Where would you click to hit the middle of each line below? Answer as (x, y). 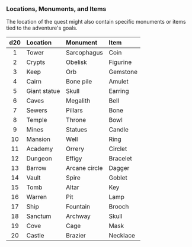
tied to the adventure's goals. (42, 28)
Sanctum (39, 216)
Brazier (76, 236)
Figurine (120, 62)
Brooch (119, 207)
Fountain (78, 207)
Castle (35, 236)
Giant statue (43, 91)
